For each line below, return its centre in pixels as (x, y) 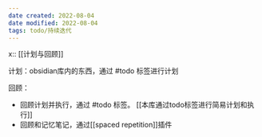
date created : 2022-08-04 (51, 16)
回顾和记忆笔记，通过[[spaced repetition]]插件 (96, 125)
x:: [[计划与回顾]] (36, 54)
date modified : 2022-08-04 (53, 23)
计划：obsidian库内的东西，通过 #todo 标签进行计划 (93, 71)
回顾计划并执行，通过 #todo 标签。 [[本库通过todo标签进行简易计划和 (133, 105)
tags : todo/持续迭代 (40, 30)
